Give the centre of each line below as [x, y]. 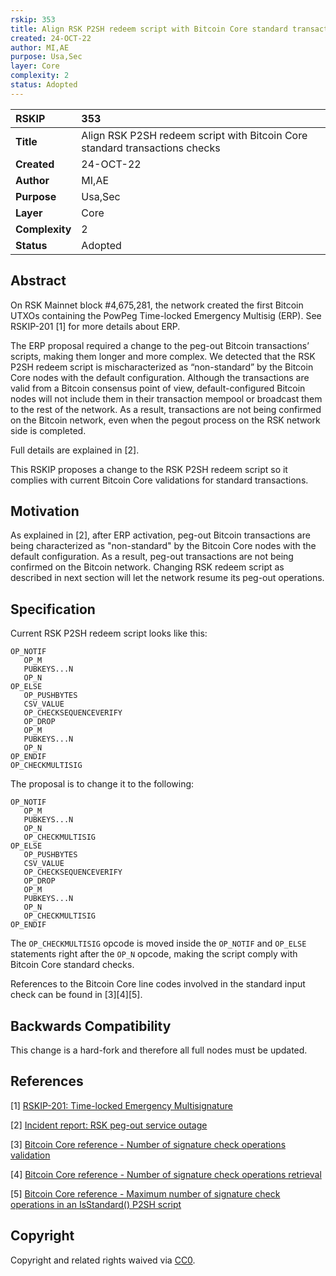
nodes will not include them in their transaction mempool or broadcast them [166, 398]
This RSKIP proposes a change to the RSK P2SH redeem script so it [149, 469]
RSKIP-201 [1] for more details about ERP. [95, 326]
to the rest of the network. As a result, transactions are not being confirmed [166, 409]
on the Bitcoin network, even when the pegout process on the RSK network [165, 420]
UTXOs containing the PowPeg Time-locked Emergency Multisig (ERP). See [166, 315]
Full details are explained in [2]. [75, 450]
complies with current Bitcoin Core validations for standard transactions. [159, 480]
